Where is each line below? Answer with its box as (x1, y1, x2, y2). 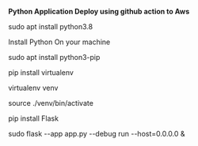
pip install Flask (8, 114, 59, 123)
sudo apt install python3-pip (8, 53, 101, 62)
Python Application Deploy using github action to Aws (8, 7, 190, 16)
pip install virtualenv (8, 68, 74, 77)
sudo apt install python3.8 (8, 22, 93, 31)
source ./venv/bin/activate (8, 99, 93, 107)
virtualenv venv (8, 83, 59, 92)
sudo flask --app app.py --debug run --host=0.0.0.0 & (8, 129, 185, 138)
